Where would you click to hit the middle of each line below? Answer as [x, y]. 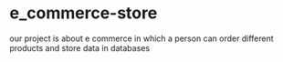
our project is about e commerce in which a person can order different [141, 38]
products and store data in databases [80, 47]
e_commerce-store [84, 13]
